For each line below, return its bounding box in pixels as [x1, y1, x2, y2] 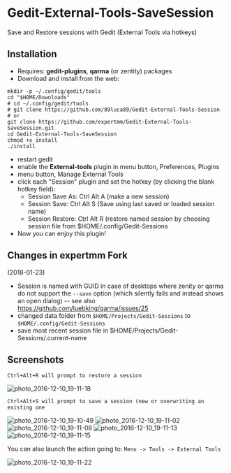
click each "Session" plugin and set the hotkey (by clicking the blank [17, 177, 215, 186]
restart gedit [17, 155, 54, 163]
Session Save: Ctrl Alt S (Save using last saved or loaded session [27, 199, 215, 208]
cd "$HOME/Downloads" [7, 94, 70, 101]
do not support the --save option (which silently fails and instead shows [17, 289, 224, 298]
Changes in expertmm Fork [7, 249, 128, 261]
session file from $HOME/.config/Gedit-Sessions [27, 221, 169, 230]
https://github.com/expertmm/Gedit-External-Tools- [38, 118, 192, 125]
